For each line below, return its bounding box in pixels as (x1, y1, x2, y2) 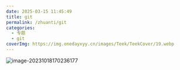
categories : (6, 24, 35, 31)
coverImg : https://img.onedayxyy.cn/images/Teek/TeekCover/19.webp (6, 41, 175, 47)
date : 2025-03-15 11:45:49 (6, 8, 72, 15)
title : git (6, 14, 33, 20)
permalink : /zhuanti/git (6, 19, 67, 25)
